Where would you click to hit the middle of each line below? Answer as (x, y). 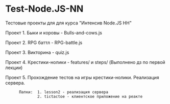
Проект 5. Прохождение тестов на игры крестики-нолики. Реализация (82, 77)
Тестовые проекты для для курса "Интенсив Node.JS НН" (68, 23)
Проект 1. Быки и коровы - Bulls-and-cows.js (54, 32)
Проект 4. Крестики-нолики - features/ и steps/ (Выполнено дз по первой (85, 62)
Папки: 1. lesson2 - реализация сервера (64, 92)
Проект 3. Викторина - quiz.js (37, 52)
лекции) (14, 67)
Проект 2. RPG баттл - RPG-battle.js (44, 42)
